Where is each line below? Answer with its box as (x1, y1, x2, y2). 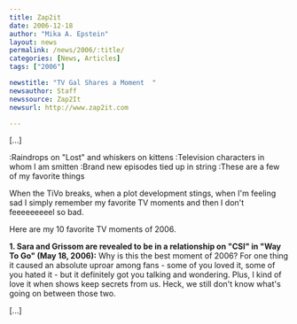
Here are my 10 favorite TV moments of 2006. (9, 224, 176, 235)
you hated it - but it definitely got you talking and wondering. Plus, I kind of (9, 269, 282, 280)
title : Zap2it (9, 12, 62, 22)
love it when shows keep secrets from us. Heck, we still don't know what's (9, 279, 281, 289)
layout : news (9, 37, 58, 47)
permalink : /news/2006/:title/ (9, 46, 125, 55)
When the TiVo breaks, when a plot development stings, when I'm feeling (9, 188, 277, 199)
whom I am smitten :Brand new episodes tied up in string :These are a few (9, 161, 280, 173)
